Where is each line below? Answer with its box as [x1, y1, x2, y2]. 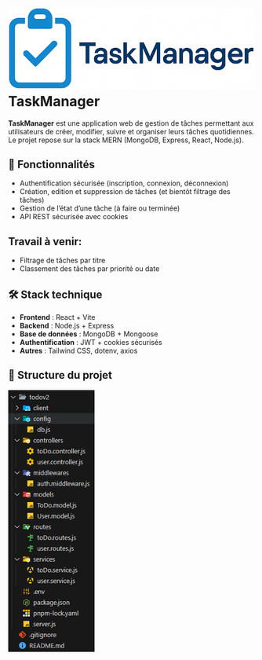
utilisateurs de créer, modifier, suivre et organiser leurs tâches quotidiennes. [8, 126, 255, 136]
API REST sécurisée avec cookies [19, 212, 129, 222]
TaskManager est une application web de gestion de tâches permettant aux [8, 118, 254, 128]
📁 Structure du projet [8, 368, 112, 382]
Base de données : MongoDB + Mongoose [19, 329, 158, 339]
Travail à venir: [8, 235, 82, 248]
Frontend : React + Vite [19, 313, 96, 321]
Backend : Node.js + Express [19, 321, 115, 330]
